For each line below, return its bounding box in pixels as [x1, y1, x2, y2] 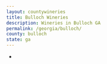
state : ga [6, 36, 31, 42]
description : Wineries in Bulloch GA [6, 20, 101, 26]
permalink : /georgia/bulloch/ [6, 25, 82, 32]
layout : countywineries [6, 8, 66, 15]
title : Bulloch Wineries [6, 14, 69, 20]
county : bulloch [6, 31, 47, 37]
